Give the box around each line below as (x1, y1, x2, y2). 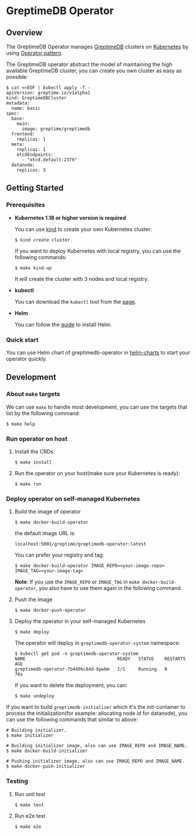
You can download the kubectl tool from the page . (14, 298, 137, 305)
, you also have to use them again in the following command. (36, 585, 183, 592)
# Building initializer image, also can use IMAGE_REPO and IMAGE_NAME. (6, 743, 188, 749)
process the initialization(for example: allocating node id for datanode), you (6, 710, 188, 717)
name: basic (11, 105, 41, 111)
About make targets (6, 390, 60, 398)
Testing (6, 777, 28, 786)
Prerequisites (6, 201, 45, 209)
